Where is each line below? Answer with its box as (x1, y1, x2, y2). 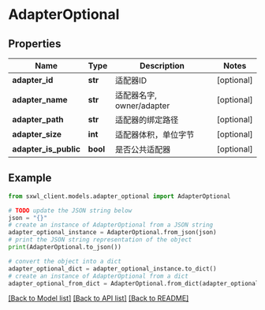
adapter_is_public (12, 144, 81, 155)
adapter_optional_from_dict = (8, 279, 108, 287)
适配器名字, (114, 90, 158, 100)
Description (139, 61, 185, 71)
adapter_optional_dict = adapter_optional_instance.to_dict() (8, 264, 217, 273)
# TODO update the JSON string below (8, 207, 132, 215)
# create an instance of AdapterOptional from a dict (8, 272, 189, 280)
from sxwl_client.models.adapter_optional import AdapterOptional (8, 192, 231, 200)
